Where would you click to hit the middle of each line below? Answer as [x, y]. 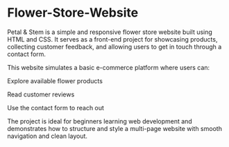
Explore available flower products [55, 80]
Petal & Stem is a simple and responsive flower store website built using [110, 32]
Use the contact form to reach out [56, 107]
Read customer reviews [41, 94]
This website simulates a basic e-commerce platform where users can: [109, 67]
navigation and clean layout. [48, 136]
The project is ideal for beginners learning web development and [100, 121]
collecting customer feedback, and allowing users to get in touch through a [114, 46]
